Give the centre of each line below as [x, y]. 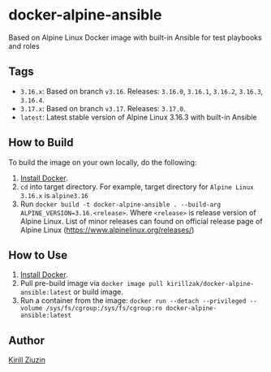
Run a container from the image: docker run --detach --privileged [133, 301]
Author [26, 340]
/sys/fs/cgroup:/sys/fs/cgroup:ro [104, 309]
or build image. [98, 292]
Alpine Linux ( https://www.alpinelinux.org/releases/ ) [107, 230]
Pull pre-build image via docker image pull [92, 283]
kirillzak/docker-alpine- [211, 284]
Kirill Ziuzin [27, 360]
